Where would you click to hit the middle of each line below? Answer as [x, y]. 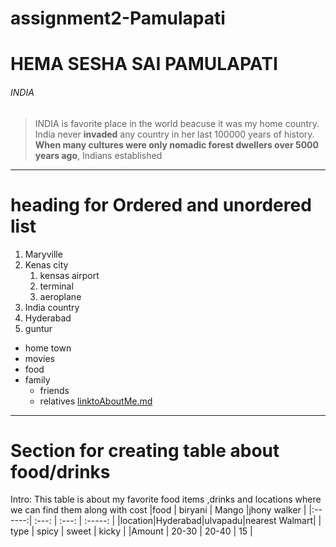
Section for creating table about [145, 450]
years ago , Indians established [98, 155]
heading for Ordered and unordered [161, 204]
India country [52, 307]
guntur [38, 328]
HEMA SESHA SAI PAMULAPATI [144, 64]
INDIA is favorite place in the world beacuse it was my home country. [177, 123]
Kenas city [46, 264]
